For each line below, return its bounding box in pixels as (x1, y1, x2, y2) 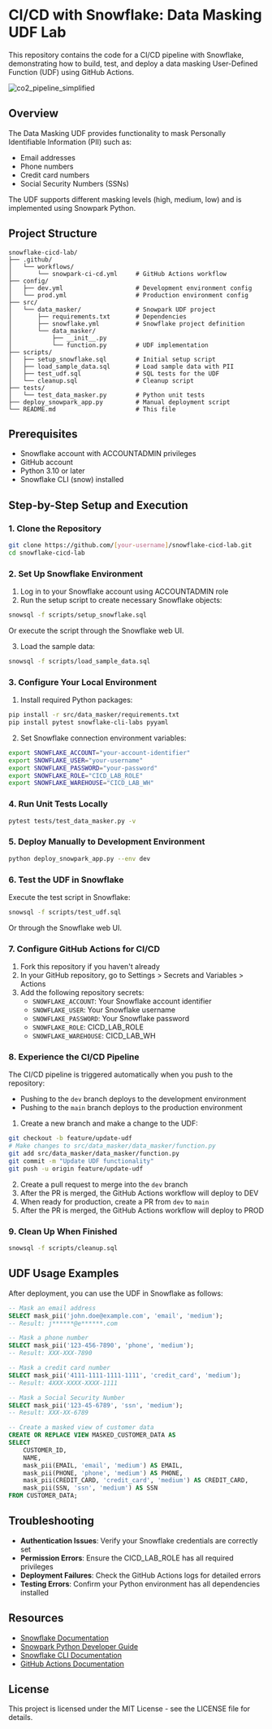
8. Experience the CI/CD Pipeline (8, 1051, 140, 1063)
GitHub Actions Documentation (19, 1659, 124, 1669)
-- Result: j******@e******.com (8, 1319, 118, 1327)
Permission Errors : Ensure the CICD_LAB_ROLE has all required (19, 1553, 234, 1563)
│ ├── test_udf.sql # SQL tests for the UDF (8, 369, 220, 378)
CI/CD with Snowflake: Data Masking (8, 6, 262, 24)
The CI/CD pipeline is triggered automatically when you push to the (8, 1069, 233, 1080)
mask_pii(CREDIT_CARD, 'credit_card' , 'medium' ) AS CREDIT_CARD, (23, 1477, 249, 1485)
